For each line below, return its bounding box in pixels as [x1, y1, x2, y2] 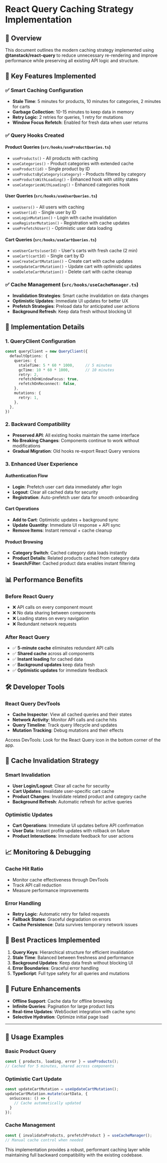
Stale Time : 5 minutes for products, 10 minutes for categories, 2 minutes [12, 98, 161, 104]
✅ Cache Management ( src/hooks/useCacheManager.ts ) [5, 281, 139, 288]
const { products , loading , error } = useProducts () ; [5, 1059, 119, 1064]
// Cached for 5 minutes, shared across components [5, 1064, 114, 1069]
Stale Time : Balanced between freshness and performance [12, 954, 134, 961]
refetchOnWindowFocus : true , [18, 377, 79, 382]
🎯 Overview [5, 34, 42, 42]
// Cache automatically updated [14, 1100, 81, 1105]
